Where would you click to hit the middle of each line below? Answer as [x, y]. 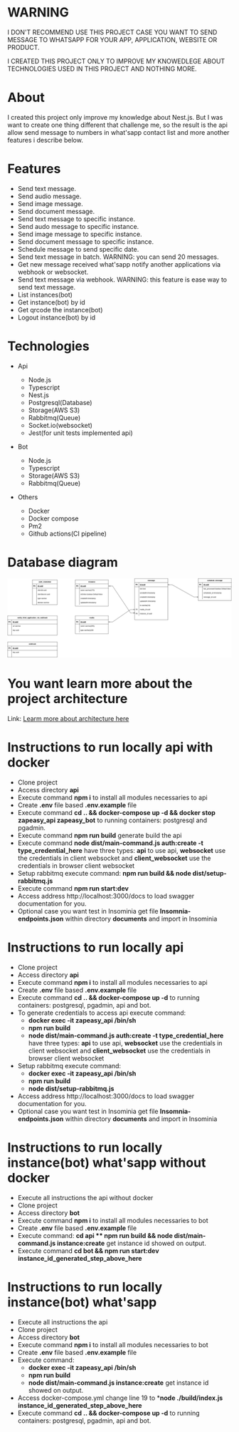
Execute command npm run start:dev [73, 888]
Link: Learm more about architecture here [68, 718]
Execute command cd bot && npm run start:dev [88, 1251]
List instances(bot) [45, 295]
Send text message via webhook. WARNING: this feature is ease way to [122, 280]
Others [28, 497]
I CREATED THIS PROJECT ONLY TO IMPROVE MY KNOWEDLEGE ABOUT [116, 61]
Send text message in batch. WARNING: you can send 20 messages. [118, 257]
